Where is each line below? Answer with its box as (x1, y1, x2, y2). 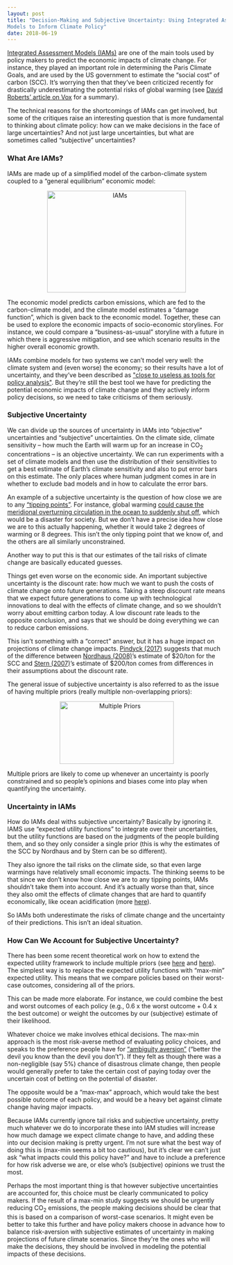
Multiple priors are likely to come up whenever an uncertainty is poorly (7, 770, 209, 778)
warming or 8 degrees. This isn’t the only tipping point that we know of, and (7, 530, 223, 538)
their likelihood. (7, 1017, 51, 1025)
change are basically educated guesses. (7, 558, 123, 566)
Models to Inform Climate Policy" (7, 23, 107, 30)
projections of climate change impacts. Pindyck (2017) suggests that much (7, 644, 221, 653)
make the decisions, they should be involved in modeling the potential (7, 1243, 207, 1251)
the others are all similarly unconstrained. (7, 537, 126, 546)
